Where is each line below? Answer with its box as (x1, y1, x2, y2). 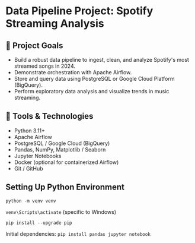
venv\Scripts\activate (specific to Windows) (5, 208, 117, 215)
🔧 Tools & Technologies (5, 111, 94, 121)
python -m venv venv (5, 198, 57, 204)
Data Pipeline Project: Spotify (5, 4, 154, 18)
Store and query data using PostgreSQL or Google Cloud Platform (14, 75, 175, 82)
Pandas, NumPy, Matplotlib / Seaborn (14, 146, 106, 153)
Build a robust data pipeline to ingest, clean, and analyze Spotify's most (14, 56, 189, 63)
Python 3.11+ (14, 127, 46, 134)
